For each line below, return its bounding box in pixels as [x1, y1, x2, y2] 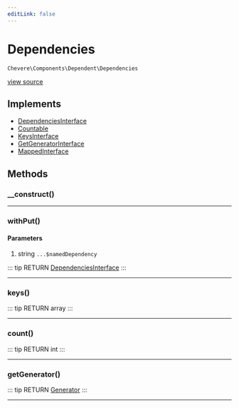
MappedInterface [17, 147, 69, 155]
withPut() [7, 215, 41, 225]
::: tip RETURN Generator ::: [7, 386, 87, 394]
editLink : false [7, 10, 55, 18]
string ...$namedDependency [17, 250, 97, 258]
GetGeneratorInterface [17, 140, 85, 148]
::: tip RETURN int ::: [7, 345, 65, 353]
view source [7, 77, 43, 86]
